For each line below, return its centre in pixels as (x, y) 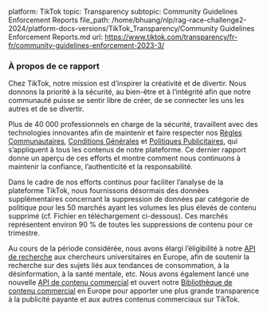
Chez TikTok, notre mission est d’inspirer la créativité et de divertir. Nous (128, 84)
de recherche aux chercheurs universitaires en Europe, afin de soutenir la (129, 257)
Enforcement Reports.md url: (56, 37)
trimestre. (24, 233)
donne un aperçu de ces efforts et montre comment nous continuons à (124, 158)
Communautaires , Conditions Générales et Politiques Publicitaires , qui (123, 141)
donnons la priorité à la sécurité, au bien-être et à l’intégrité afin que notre (130, 92)
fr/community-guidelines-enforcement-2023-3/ (86, 45)
